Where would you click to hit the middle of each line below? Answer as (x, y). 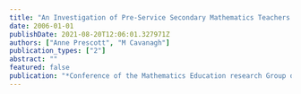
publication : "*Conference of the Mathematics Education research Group (148, 76)
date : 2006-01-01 (42, 26)
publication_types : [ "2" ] (57, 51)
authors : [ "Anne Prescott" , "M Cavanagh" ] (90, 43)
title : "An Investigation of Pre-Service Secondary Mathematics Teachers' (152, 17)
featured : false (39, 68)
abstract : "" (34, 59)
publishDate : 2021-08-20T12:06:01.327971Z (90, 34)
